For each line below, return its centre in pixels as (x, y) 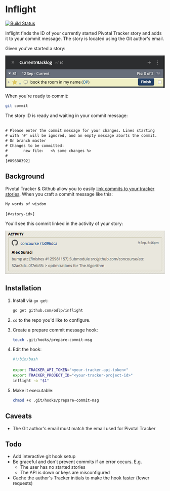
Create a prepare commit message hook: (55, 330)
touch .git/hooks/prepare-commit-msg (52, 340)
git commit (17, 106)
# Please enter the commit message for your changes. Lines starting (80, 131)
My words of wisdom (26, 204)
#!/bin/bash (25, 359)
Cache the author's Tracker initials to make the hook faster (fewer (81, 478)
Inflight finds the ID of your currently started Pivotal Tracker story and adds (83, 33)
